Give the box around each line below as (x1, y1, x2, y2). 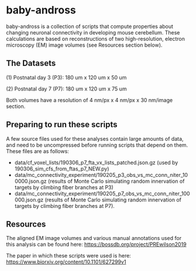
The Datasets (6, 58, 56, 68)
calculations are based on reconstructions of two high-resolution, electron (6, 35, 185, 42)
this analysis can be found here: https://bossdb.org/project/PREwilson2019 (6, 241, 187, 248)
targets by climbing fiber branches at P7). (14, 202, 115, 209)
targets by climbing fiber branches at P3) (14, 183, 114, 190)
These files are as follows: (6, 147, 69, 155)
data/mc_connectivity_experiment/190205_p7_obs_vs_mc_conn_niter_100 (14, 190, 190, 197)
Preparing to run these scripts (6, 120, 118, 130)
